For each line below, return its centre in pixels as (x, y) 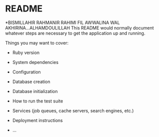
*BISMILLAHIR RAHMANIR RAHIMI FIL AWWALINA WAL (63, 22)
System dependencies (35, 62)
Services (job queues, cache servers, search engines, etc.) (73, 110)
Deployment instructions (38, 120)
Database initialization (35, 91)
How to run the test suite (38, 101)
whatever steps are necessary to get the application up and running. (75, 33)
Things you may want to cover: (37, 42)
